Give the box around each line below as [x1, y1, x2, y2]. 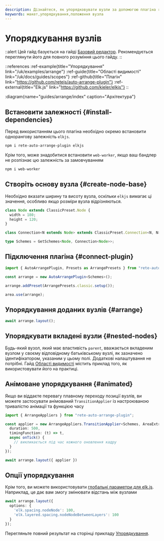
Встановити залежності [5, 108, 82, 116]
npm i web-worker [5, 167, 41, 172]
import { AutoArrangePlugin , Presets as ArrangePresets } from [5, 265, 137, 270]
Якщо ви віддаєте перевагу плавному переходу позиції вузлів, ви [5, 393, 142, 399]
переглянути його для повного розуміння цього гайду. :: [5, 54, 122, 60]
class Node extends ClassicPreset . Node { [5, 208, 91, 213]
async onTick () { [9, 435, 45, 440]
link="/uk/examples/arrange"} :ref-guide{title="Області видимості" [5, 69, 142, 75]
